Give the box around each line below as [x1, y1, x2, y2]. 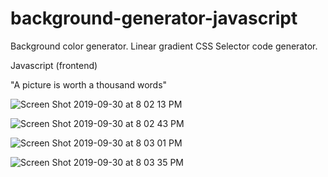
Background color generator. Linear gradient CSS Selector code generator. [10, 40, 318, 52]
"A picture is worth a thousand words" [10, 78, 168, 91]
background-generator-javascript [10, 7, 298, 30]
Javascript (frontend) [10, 59, 98, 71]
